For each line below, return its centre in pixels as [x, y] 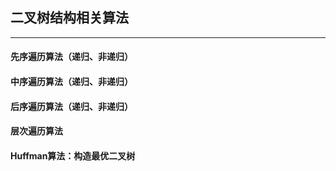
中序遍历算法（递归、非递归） [71, 81]
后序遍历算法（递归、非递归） [71, 106]
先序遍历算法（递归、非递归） [71, 57]
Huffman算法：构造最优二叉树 [73, 155]
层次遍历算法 [36, 131]
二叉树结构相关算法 [69, 18]
